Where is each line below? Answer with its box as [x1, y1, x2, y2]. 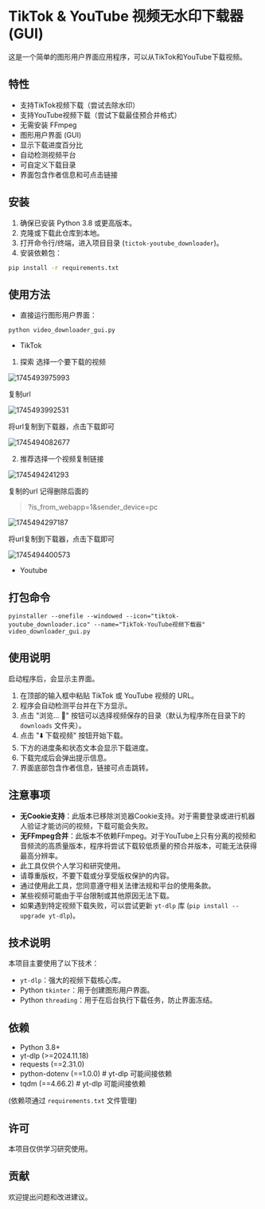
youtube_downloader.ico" [8, 620, 91, 629]
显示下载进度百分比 [19, 140, 84, 150]
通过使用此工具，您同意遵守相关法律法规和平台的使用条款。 [19, 880, 216, 890]
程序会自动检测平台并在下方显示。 [19, 700, 132, 710]
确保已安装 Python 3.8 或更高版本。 [19, 218, 137, 228]
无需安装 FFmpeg [19, 120, 77, 130]
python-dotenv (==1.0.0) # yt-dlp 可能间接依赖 [19, 1069, 173, 1078]
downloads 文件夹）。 [19, 720, 86, 730]
